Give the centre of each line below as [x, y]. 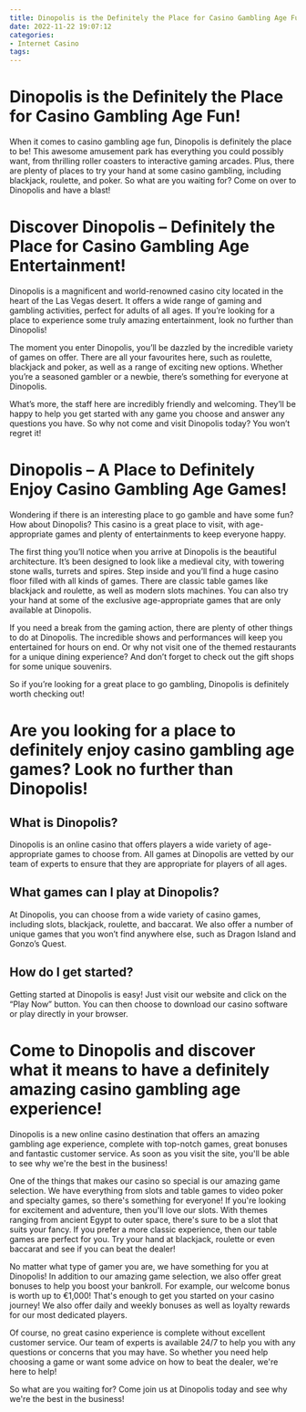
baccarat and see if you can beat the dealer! [92, 1249]
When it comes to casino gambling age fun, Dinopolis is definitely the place [151, 141]
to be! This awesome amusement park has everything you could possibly [147, 152]
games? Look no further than [122, 770]
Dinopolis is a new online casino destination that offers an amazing [135, 1134]
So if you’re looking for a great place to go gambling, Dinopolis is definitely [149, 684]
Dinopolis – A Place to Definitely [132, 470]
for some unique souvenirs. [61, 666]
